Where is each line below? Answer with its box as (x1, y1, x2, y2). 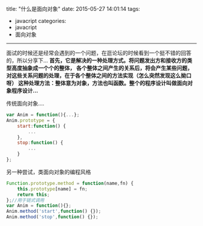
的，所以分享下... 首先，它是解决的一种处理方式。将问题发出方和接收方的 (6, 57, 187, 64)
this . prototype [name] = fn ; (17, 186, 88, 192)
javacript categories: (14, 17, 66, 24)
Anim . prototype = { (6, 117, 56, 124)
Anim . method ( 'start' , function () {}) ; (6, 209, 101, 215)
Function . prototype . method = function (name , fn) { (6, 180, 134, 186)
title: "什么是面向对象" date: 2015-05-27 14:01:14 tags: (6, 5, 140, 12)
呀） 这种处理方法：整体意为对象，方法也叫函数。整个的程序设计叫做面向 (6, 80, 188, 86)
